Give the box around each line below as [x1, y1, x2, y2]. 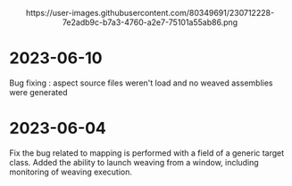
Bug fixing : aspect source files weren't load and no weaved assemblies [9, 77, 273, 88]
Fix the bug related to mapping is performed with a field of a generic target [9, 147, 285, 158]
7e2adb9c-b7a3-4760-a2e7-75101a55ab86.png [62, 17, 238, 28]
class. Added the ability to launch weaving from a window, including [9, 157, 259, 167]
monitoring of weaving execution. [9, 166, 132, 177]
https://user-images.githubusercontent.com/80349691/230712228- [25, 8, 275, 18]
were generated [9, 86, 68, 97]
